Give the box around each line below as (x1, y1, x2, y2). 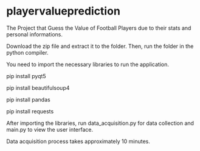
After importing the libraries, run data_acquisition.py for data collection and (6, 119, 195, 127)
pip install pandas (6, 96, 50, 103)
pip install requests (6, 107, 54, 115)
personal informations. (6, 30, 63, 38)
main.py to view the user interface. (6, 126, 94, 133)
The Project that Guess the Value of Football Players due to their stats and (6, 24, 191, 32)
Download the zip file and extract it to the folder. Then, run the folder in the (6, 42, 194, 50)
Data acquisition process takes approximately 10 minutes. (6, 138, 150, 145)
